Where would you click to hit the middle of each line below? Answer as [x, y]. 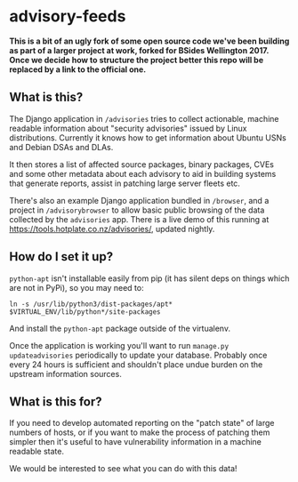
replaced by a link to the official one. [78, 69]
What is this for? [56, 402]
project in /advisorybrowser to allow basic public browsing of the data [137, 210]
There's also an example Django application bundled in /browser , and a [139, 200]
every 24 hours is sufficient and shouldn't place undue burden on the [136, 364]
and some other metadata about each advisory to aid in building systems [143, 173]
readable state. [37, 452]
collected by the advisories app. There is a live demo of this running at [139, 219]
